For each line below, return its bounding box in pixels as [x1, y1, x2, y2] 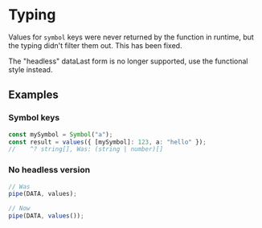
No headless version [8, 165, 91, 176]
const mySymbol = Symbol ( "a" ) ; [8, 130, 113, 138]
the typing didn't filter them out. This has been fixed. [8, 40, 182, 50]
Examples [8, 88, 59, 102]
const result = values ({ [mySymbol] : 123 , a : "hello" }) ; [8, 138, 207, 146]
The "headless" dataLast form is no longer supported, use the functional [8, 56, 248, 66]
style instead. [8, 64, 53, 74]
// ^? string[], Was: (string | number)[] [8, 145, 163, 153]
